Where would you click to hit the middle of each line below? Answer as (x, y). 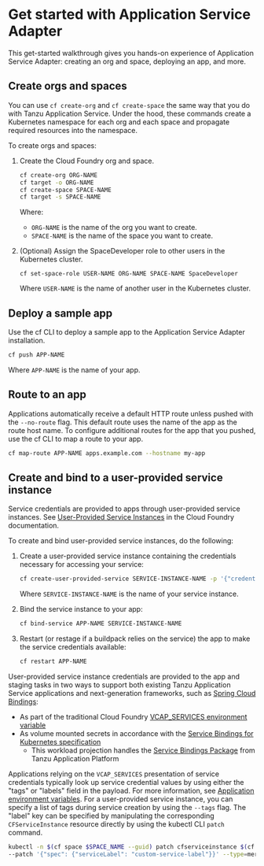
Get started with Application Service (130, 15)
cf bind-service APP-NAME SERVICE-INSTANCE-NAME (101, 624)
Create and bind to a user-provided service (115, 478)
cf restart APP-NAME (53, 662)
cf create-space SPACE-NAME (65, 190)
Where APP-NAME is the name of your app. (74, 370)
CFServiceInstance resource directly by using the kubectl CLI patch (117, 824)
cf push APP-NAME (37, 355)
